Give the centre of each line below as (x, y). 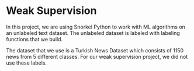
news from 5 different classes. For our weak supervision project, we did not (97, 56)
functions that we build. (34, 39)
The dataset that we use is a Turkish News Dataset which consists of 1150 (95, 50)
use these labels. (27, 63)
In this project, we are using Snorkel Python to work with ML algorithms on (96, 27)
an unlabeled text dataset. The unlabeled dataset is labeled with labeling (93, 33)
